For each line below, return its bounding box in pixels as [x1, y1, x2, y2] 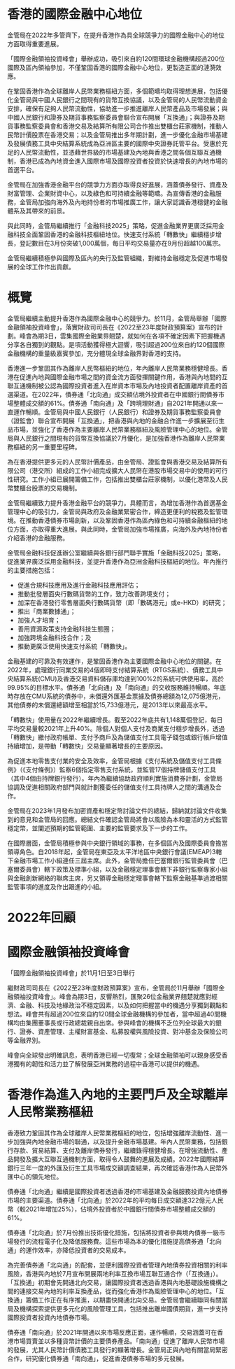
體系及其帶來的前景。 [7, 206, 69, 215]
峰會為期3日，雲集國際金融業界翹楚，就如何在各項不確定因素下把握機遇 [19, 332, 226, 340]
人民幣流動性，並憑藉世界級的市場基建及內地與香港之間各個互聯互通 [19, 148, 215, 156]
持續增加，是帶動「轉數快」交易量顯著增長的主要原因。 [7, 742, 166, 750]
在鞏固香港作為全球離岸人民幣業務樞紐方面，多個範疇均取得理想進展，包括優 [7, 87, 228, 95]
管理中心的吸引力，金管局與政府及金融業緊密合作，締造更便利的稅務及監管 [7, 507, 222, 516]
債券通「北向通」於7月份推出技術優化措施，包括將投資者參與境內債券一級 [7, 1228, 219, 1237]
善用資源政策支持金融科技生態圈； [17, 624, 116, 633]
